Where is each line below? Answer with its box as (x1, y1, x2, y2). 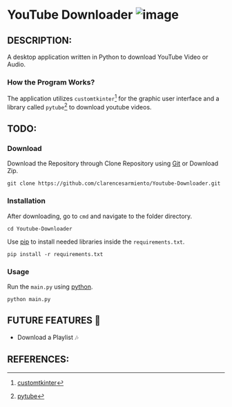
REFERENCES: (7, 354, 70, 365)
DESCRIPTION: (7, 35, 72, 46)
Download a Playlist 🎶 (17, 333, 79, 341)
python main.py (7, 296, 51, 302)
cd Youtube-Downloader (7, 225, 72, 232)
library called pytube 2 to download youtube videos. (7, 101, 152, 111)
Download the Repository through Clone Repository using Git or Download (7, 159, 219, 168)
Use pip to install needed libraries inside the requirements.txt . (7, 237, 185, 246)
